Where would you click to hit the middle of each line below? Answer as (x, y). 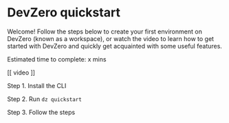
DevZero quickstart (64, 13)
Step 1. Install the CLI (37, 85)
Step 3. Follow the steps (41, 112)
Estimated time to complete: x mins (57, 59)
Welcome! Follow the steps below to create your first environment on (105, 31)
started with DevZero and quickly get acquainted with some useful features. (115, 46)
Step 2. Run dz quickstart (45, 99)
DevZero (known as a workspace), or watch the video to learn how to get (111, 38)
